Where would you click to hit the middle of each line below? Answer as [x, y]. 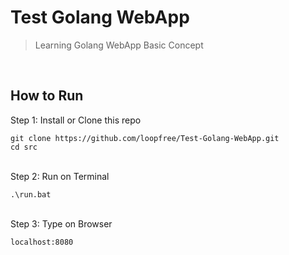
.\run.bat [31, 194]
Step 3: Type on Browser [61, 223]
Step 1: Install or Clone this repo [76, 120]
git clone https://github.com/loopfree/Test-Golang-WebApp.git [145, 138]
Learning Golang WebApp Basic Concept [119, 45]
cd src [24, 147]
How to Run [47, 96]
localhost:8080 [42, 242]
